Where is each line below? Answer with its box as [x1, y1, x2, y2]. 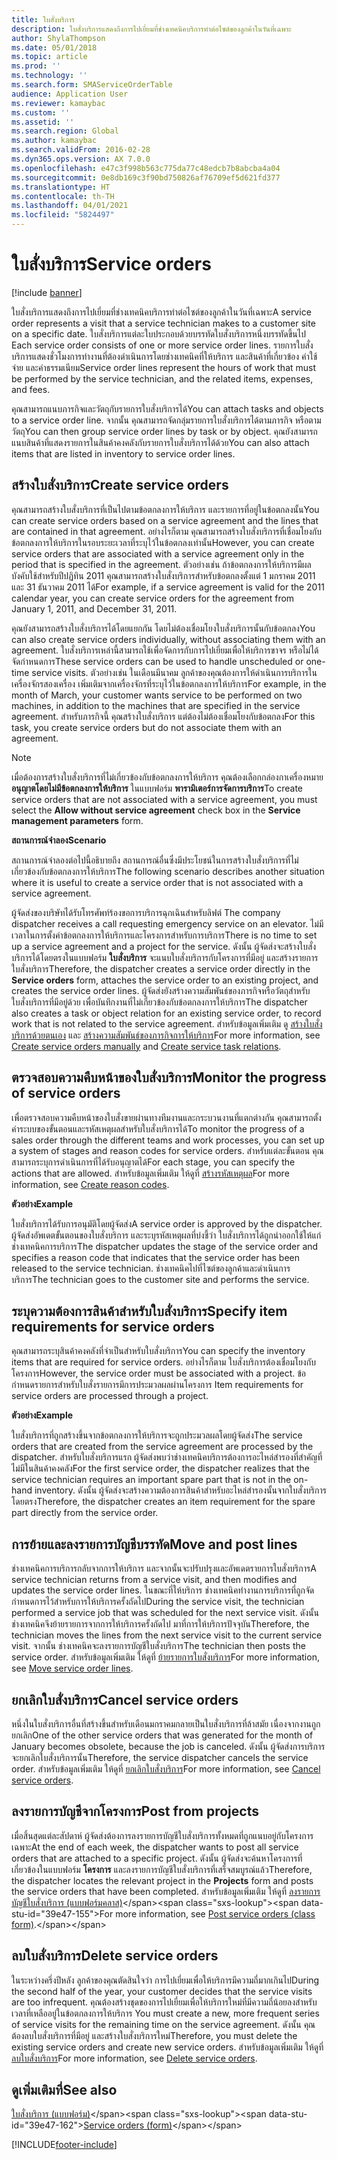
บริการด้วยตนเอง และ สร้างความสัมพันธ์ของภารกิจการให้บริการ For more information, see [11, 1029, 321, 1041]
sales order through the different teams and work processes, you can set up [11, 1134, 325, 1146]
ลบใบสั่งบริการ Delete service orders [11, 1947, 219, 1965]
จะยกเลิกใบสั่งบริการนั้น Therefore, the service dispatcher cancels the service [11, 1752, 309, 1763]
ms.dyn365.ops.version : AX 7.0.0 [11, 154, 151, 164]
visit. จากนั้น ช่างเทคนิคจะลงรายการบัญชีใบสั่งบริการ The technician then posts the [11, 1640, 306, 1652]
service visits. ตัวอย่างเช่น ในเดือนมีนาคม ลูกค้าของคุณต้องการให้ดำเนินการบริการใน [31, 666, 318, 678]
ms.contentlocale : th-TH [11, 191, 115, 201]
